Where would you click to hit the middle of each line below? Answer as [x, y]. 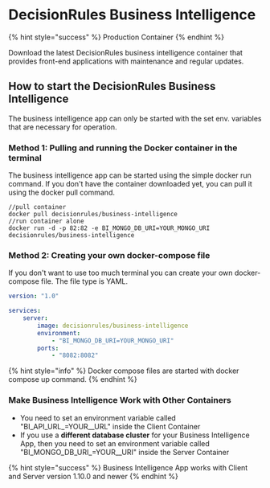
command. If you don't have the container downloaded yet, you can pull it [131, 184]
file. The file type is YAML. [85, 281]
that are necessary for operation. [63, 127]
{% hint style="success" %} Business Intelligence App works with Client [128, 467]
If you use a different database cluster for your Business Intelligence [135, 435]
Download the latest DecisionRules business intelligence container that [126, 52]
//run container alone [46, 221]
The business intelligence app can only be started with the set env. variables [135, 118]
